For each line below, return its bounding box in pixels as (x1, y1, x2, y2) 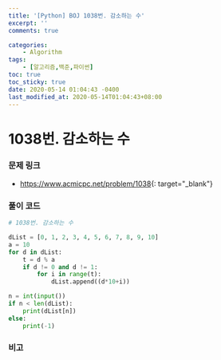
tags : (8, 56, 26, 64)
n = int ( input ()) (8, 292, 66, 300)
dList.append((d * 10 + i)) (50, 278, 130, 286)
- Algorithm (22, 49, 62, 57)
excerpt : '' (8, 19, 48, 27)
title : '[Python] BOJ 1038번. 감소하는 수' (8, 11, 145, 20)
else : (8, 315, 26, 322)
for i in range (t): (37, 271, 102, 279)
